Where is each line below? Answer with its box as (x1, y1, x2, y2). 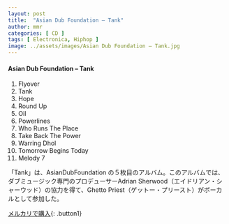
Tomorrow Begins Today (17, 147, 89, 155)
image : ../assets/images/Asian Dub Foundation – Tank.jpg (8, 43, 180, 50)
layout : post (8, 10, 46, 17)
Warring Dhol (17, 139, 57, 147)
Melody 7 (17, 154, 45, 163)
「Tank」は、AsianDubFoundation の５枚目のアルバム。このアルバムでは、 (8, 168, 224, 177)
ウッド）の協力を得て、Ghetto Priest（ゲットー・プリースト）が (20, 186, 205, 194)
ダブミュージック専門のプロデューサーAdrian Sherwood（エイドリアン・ (8, 177, 217, 186)
